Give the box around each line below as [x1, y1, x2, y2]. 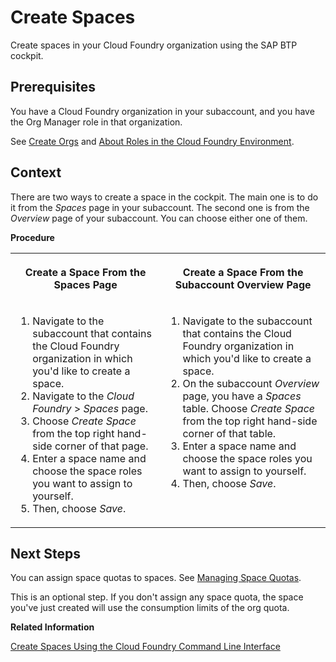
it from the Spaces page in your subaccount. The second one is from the [10, 201, 310, 213]
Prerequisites [10, 79, 96, 96]
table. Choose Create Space [182, 401, 316, 415]
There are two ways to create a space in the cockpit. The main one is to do [10, 191, 319, 203]
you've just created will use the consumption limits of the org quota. [10, 602, 290, 614]
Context [10, 164, 62, 181]
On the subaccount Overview [182, 376, 320, 390]
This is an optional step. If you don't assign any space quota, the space [10, 591, 304, 603]
